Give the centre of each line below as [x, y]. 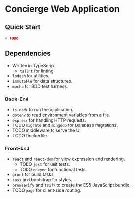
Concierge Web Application [63, 9]
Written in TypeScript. [34, 65]
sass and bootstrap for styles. [42, 180]
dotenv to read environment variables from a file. [61, 115]
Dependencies [28, 54]
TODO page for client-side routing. [46, 190]
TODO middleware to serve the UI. [47, 130]
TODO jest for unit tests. [45, 164]
